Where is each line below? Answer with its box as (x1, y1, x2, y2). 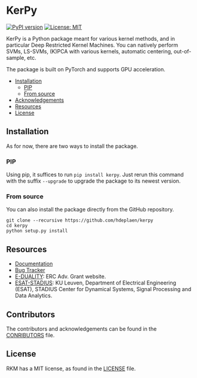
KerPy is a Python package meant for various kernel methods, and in (6, 35, 175, 42)
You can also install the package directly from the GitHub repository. (6, 206, 174, 213)
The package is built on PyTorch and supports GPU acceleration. (6, 65, 166, 72)
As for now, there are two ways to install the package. (6, 142, 138, 150)
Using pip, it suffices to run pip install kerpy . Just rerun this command (6, 171, 184, 179)
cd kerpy (6, 223, 28, 229)
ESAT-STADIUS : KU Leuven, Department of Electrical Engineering (14, 279, 177, 286)
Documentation (14, 260, 53, 267)
